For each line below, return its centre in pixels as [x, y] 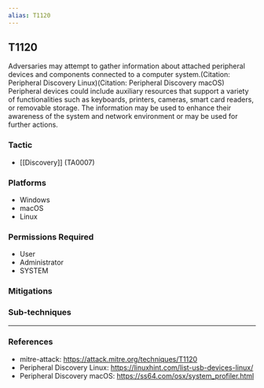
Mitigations [30, 291]
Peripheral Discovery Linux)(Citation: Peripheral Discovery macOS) [117, 83]
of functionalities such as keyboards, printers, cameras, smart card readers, [131, 100]
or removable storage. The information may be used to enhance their [120, 108]
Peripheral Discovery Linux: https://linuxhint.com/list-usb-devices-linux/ [136, 368]
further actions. [33, 125]
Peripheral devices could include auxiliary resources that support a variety [128, 91]
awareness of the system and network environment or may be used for [123, 116]
